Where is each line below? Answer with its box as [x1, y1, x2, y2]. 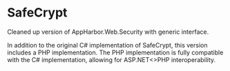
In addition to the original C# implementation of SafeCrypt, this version [7, 41, 208, 49]
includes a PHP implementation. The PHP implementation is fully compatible [7, 48, 224, 57]
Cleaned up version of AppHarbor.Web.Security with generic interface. [7, 28, 209, 36]
